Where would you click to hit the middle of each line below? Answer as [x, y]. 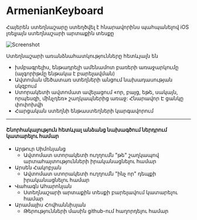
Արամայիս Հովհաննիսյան [50, 205]
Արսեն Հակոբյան [38, 167]
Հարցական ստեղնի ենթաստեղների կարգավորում [84, 111]
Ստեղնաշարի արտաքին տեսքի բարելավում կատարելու [101, 192]
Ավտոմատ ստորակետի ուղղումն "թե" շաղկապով [91, 155]
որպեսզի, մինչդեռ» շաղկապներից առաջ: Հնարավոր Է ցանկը [99, 98]
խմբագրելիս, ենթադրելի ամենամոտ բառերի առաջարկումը [96, 67]
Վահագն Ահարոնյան [43, 186]
